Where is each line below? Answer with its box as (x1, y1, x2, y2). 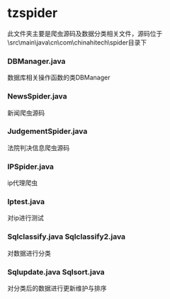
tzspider (7, 5, 58, 21)
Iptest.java (7, 197, 45, 207)
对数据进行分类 (7, 249, 51, 257)
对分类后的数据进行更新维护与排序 (7, 284, 107, 293)
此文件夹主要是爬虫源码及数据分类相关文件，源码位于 (7, 29, 163, 38)
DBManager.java (7, 56, 66, 66)
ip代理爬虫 (7, 179, 38, 187)
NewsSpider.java (7, 91, 67, 101)
